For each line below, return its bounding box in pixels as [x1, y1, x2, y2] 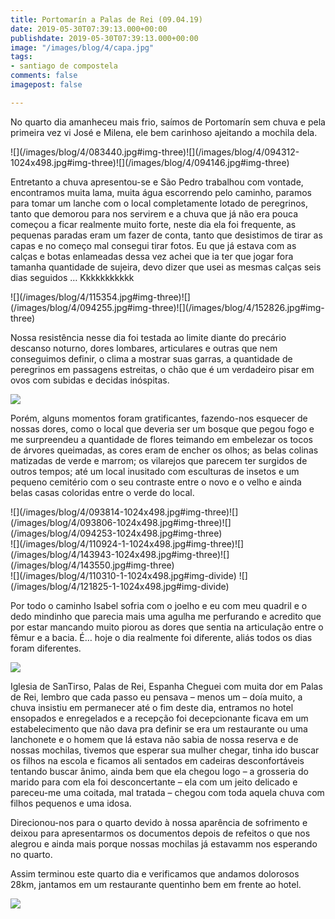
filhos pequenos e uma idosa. [10, 797, 132, 809]
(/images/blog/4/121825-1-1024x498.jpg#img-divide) [10, 580, 230, 592]
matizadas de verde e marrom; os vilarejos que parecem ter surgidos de [10, 454, 308, 466]
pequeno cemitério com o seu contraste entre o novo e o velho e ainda [10, 476, 302, 488]
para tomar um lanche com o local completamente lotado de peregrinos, [10, 197, 309, 209]
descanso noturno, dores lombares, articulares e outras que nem [10, 342, 278, 354]
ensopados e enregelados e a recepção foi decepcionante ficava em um [10, 712, 309, 724]
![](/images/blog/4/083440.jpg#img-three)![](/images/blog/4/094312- [10, 146, 300, 158]
